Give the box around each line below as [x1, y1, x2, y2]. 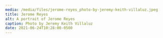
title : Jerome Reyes [5, 12, 49, 17]
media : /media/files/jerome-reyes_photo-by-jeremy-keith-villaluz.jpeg [5, 7, 158, 12]
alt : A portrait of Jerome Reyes [5, 16, 75, 21]
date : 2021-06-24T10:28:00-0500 [5, 26, 73, 31]
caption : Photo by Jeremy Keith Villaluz [5, 21, 93, 26]
